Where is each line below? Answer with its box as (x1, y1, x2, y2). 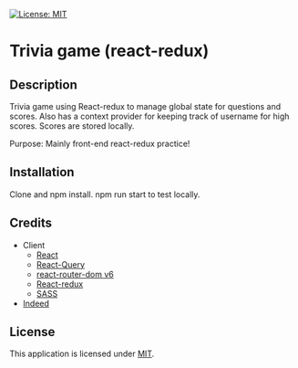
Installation (9, 164, 75, 180)
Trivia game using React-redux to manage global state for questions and (9, 101, 281, 111)
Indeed (22, 298, 50, 309)
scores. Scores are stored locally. (9, 121, 135, 131)
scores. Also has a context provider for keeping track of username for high (9, 110, 290, 121)
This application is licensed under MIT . (9, 348, 155, 360)
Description (9, 77, 77, 92)
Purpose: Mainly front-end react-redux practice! (9, 138, 190, 149)
